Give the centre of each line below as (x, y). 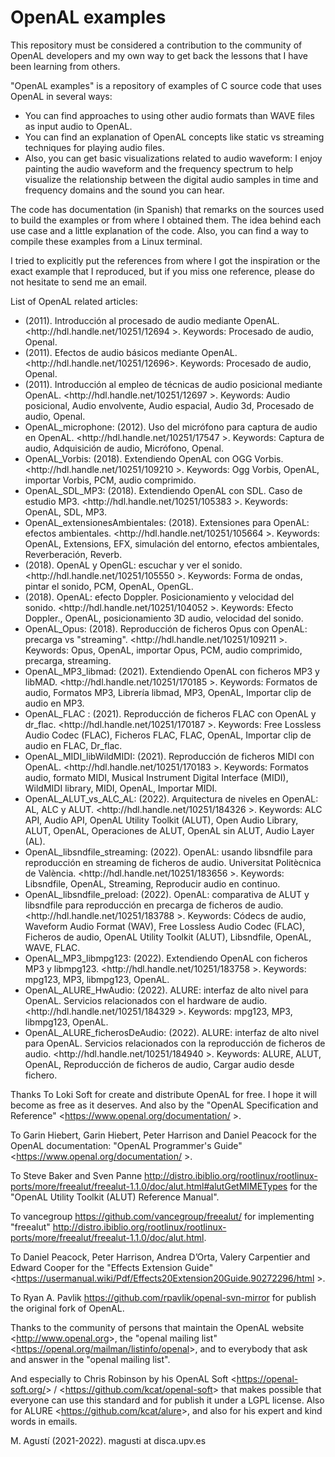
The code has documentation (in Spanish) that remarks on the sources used (167, 209)
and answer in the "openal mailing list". (90, 1359)
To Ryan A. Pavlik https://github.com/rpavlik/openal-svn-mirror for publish (163, 1297)
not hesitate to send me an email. (79, 282)
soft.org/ (28, 1389)
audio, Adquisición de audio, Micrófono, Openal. (124, 448)
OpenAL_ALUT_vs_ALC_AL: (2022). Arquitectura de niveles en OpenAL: (171, 798)
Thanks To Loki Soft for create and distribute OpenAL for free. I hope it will (164, 1094)
